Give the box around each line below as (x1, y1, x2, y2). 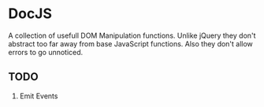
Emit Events (19, 91, 58, 101)
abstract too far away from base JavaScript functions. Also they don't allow (8, 39, 254, 48)
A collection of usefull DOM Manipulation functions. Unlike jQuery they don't (8, 31, 256, 40)
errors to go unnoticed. (8, 47, 84, 57)
